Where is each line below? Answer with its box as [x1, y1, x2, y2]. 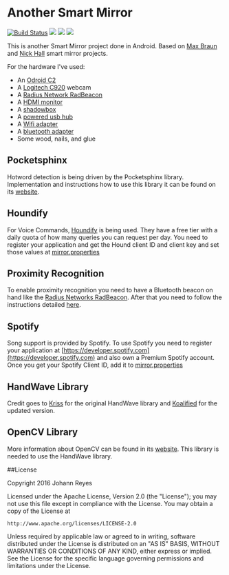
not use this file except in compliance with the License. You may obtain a [7, 499, 213, 507]
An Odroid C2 [17, 76, 56, 84]
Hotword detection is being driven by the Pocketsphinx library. [7, 172, 184, 181]
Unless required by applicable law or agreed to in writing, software [7, 532, 196, 541]
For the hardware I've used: [7, 62, 85, 70]
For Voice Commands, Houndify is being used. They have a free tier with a [7, 225, 218, 234]
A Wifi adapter [17, 119, 58, 128]
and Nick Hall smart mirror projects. [7, 49, 108, 57]
